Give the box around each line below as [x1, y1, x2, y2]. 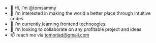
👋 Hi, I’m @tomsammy [10, 5, 57, 11]
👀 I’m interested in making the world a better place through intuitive [10, 10, 151, 16]
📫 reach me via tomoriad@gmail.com [10, 32, 90, 38]
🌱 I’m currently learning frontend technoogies [10, 21, 106, 27]
